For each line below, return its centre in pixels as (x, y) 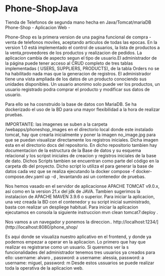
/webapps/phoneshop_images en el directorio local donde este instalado (79, 129)
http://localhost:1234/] (136, 222)
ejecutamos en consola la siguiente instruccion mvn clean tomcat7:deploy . (82, 212)
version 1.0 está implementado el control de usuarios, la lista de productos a (82, 47)
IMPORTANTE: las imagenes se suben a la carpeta (56, 124)
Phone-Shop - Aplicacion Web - (38, 27)
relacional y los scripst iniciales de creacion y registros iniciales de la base (81, 155)
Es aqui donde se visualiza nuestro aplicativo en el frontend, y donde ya (78, 237)
